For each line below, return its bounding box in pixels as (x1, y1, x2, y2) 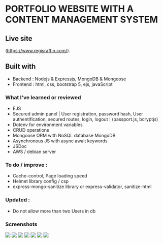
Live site (5, 34, 32, 43)
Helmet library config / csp (12, 178, 69, 185)
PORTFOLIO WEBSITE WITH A (5, 3, 134, 15)
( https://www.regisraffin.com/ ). (5, 48, 71, 53)
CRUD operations (12, 127, 49, 133)
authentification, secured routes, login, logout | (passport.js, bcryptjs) (12, 116, 158, 123)
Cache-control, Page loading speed (12, 173, 87, 179)
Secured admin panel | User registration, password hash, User (12, 111, 143, 117)
